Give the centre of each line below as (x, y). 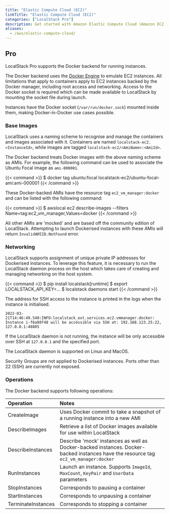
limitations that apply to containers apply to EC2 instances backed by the (81, 81)
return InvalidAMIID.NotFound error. (42, 234)
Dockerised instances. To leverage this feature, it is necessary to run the (81, 263)
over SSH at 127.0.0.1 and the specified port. (53, 342)
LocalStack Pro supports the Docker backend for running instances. (76, 66)
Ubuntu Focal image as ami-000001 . (42, 168)
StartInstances (25, 496)
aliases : (14, 29)
